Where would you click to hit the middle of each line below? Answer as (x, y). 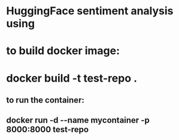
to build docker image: (63, 51)
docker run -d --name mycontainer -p (78, 120)
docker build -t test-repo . (72, 78)
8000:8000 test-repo (47, 130)
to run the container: (45, 100)
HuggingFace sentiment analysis (90, 11)
